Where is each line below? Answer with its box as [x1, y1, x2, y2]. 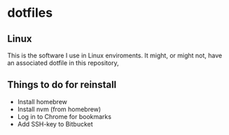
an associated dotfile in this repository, [7, 59, 119, 67]
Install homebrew [17, 97, 68, 106]
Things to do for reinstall [7, 79, 117, 91]
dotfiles [7, 5, 53, 21]
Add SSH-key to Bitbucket [17, 120, 93, 128]
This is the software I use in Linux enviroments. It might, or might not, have [7, 51, 223, 59]
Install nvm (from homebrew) [17, 105, 102, 113]
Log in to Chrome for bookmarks [17, 112, 112, 120]
